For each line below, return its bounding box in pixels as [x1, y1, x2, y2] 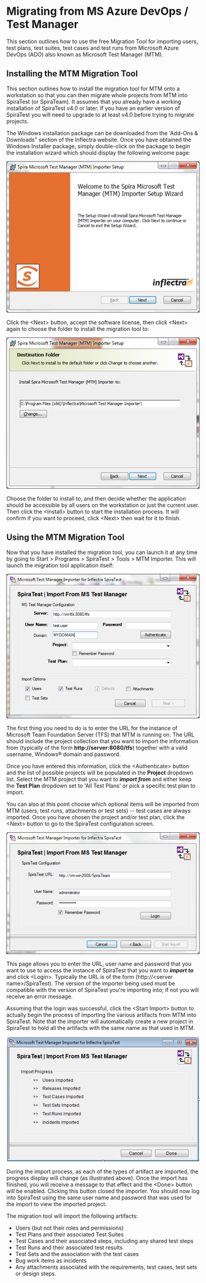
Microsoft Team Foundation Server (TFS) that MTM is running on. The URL [6, 731, 195, 738]
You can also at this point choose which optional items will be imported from [6, 800, 199, 808]
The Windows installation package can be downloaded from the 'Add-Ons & [6, 129, 198, 136]
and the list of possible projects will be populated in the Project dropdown [6, 769, 193, 776]
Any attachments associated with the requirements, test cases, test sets [15, 1263, 197, 1271]
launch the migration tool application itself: [6, 561, 114, 569]
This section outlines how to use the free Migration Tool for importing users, [6, 37, 198, 45]
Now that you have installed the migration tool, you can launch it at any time [6, 548, 198, 556]
